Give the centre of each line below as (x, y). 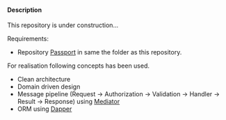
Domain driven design (49, 87)
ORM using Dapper (45, 109)
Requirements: (28, 39)
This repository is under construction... (63, 25)
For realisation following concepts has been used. (79, 66)
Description (25, 10)
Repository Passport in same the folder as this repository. (99, 52)
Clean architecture (44, 80)
